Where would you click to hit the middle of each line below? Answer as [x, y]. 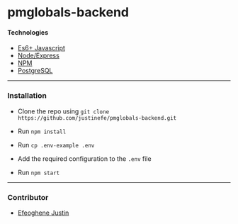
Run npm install [42, 131]
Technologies [28, 32]
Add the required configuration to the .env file [84, 158]
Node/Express [39, 56]
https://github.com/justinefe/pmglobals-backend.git [97, 118]
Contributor [28, 197]
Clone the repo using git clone [63, 111]
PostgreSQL [35, 71]
